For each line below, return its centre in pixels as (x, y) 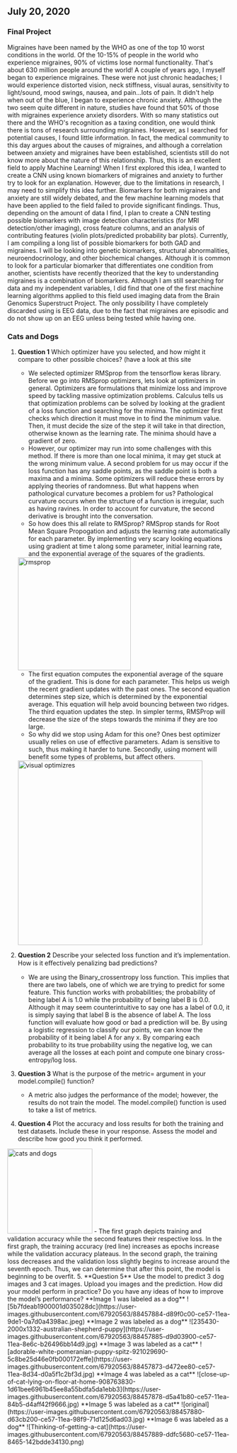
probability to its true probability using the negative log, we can (120, 1044)
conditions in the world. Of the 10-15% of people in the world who (103, 55)
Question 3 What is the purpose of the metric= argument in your (112, 1073)
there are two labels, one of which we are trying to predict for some (126, 984)
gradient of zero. (52, 440)
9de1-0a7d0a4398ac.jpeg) (46, 1321)
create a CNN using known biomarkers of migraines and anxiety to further (115, 175)
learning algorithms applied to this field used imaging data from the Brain (114, 295)
